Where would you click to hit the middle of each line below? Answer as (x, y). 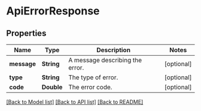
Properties (26, 33)
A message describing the (105, 60)
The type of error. (93, 77)
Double (52, 87)
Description (113, 50)
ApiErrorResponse (53, 11)
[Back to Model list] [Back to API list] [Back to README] (75, 102)
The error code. (90, 87)
